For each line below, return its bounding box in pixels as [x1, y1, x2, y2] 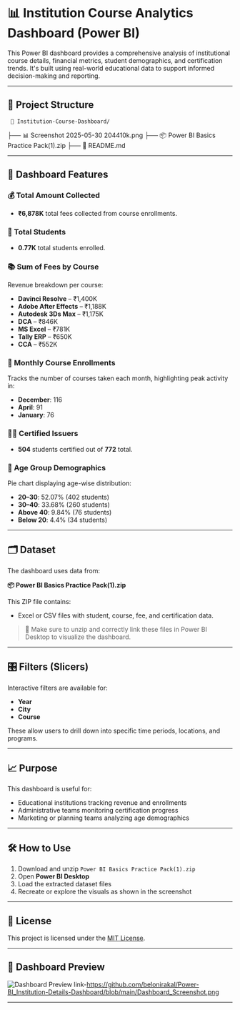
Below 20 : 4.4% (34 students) [17, 515, 108, 524]
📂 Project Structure [7, 99, 94, 111]
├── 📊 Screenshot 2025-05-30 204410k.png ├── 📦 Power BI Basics [7, 131, 216, 139]
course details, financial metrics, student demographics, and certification [7, 56, 223, 64]
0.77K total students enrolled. [17, 243, 106, 252]
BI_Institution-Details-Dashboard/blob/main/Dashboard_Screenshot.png [7, 987, 219, 996]
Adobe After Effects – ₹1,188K [17, 302, 107, 311]
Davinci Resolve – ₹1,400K [17, 294, 98, 303]
